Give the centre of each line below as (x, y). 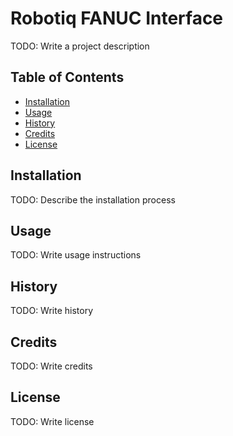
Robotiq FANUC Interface (117, 18)
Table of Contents (67, 77)
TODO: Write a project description (80, 46)
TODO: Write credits (51, 366)
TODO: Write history (52, 311)
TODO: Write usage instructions (76, 255)
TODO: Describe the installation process (93, 199)
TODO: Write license (52, 421)
